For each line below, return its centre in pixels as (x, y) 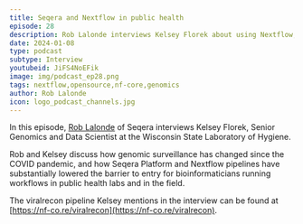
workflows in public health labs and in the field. (97, 183)
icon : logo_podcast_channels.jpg (72, 102)
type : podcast (36, 51)
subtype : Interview (46, 60)
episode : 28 (32, 26)
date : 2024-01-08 (42, 43)
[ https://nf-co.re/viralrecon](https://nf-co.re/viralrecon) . (114, 210)
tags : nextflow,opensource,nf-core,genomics (95, 85)
